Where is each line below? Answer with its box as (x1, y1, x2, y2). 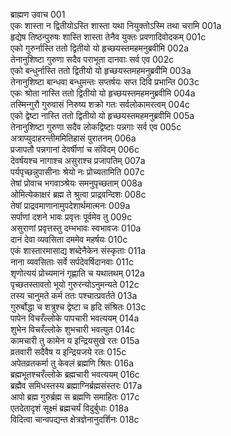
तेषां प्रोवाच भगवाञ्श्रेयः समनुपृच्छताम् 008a (10, 177, 143, 189)
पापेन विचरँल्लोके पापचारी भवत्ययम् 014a (10, 312, 140, 324)
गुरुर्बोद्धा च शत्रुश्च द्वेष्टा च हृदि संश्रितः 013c (10, 301, 147, 313)
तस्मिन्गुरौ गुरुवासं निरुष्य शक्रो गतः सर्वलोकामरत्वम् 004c (10, 99, 191, 110)
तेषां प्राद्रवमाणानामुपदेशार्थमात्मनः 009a (10, 200, 131, 211)
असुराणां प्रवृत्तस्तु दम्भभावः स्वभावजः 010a (10, 222, 142, 234)
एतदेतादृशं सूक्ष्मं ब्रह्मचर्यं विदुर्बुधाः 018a (10, 402, 130, 414)
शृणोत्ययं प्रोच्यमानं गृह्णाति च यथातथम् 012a (10, 267, 145, 279)
